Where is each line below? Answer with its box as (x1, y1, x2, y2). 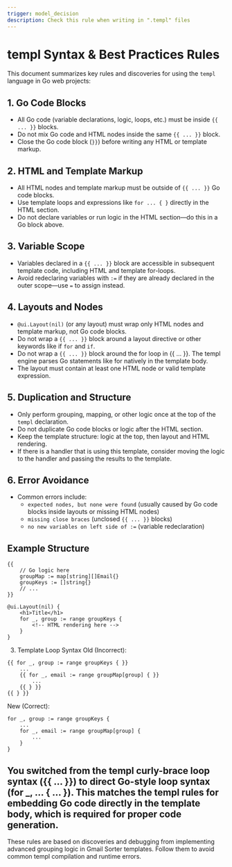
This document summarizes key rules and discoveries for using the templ (7, 69, 216, 78)
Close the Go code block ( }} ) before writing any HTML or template (17, 138, 208, 146)
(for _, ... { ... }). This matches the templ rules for (7, 786, 220, 798)
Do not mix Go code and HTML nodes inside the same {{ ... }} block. (17, 130, 220, 139)
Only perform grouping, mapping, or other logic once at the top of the (17, 410, 216, 418)
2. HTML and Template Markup (7, 165, 143, 177)
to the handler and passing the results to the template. (17, 454, 172, 463)
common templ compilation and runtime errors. (7, 852, 142, 860)
